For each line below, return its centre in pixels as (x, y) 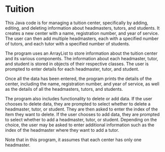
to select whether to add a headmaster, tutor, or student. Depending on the (81, 119)
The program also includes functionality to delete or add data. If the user (79, 98)
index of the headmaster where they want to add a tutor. (62, 130)
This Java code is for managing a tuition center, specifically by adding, (77, 23)
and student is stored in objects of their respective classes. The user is (77, 64)
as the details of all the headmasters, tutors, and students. (64, 89)
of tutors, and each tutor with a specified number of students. (68, 43)
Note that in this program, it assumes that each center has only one (73, 140)
